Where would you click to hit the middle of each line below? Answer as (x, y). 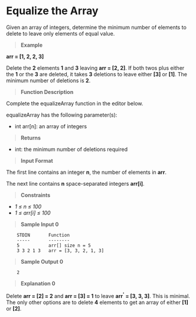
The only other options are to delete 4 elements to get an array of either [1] (97, 302)
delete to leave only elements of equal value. (61, 33)
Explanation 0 (38, 283)
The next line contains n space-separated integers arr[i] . (75, 183)
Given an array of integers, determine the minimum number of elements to (97, 27)
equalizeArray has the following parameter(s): (62, 115)
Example (32, 45)
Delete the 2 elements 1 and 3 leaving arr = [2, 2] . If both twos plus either (95, 68)
